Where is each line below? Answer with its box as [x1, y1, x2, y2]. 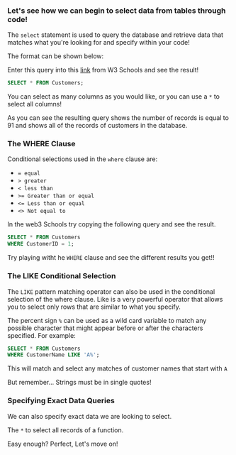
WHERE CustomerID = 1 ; [7, 241, 74, 248]
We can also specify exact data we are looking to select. [7, 412, 172, 420]
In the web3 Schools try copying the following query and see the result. [7, 220, 216, 229]
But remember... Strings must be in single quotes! [7, 378, 152, 387]
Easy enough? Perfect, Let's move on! [7, 439, 118, 448]
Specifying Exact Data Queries [7, 396, 115, 406]
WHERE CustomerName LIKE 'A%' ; [7, 351, 100, 358]
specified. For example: [7, 331, 76, 339]
